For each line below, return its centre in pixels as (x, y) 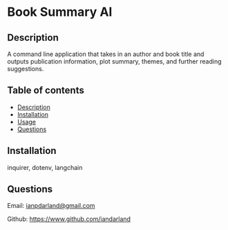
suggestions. (26, 69)
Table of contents (46, 90)
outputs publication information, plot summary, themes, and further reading (114, 61)
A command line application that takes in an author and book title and (106, 54)
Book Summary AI (60, 12)
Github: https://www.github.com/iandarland (69, 219)
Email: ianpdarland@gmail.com (51, 206)
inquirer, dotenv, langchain (45, 167)
